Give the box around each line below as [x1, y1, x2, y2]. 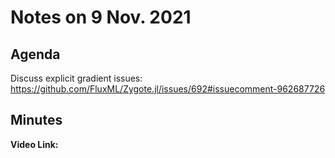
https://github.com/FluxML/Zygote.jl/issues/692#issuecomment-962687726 [10, 83, 326, 95]
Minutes [10, 112, 63, 129]
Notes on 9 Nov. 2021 [10, 6, 192, 29]
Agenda [10, 46, 61, 63]
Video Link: [10, 138, 59, 150]
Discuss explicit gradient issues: [10, 72, 143, 84]
